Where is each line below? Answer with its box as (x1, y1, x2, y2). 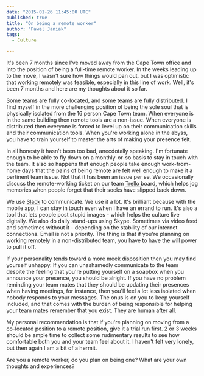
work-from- (161, 161, 191, 167)
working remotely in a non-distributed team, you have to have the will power (6, 237, 198, 244)
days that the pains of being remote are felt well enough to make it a (22, 167, 193, 174)
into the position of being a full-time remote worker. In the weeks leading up (6, 66, 197, 73)
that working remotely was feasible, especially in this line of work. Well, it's (6, 78, 194, 86)
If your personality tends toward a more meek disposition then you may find (6, 255, 196, 262)
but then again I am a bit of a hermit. (6, 344, 97, 352)
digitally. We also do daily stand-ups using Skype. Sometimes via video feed (6, 217, 198, 225)
